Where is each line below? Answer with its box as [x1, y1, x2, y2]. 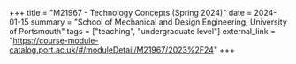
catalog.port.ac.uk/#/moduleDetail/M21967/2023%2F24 [9, 45, 215, 55]
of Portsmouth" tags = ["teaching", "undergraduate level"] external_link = [9, 26, 277, 36]
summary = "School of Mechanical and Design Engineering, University [30, 17, 287, 27]
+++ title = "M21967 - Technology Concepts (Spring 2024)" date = [9, 8, 253, 18]
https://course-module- [12, 35, 99, 46]
